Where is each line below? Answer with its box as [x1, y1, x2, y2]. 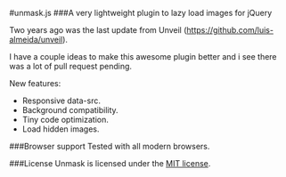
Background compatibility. [21, 105, 118, 115]
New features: [9, 78, 61, 88]
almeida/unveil [9, 35, 63, 44]
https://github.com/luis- [186, 25, 274, 35]
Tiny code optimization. [21, 115, 110, 125]
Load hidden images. [21, 124, 100, 134]
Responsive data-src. [21, 95, 101, 106]
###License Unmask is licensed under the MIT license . [9, 158, 211, 168]
